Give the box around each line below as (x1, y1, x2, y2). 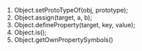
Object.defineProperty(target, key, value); (13, 21, 136, 29)
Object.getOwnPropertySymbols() (13, 36, 114, 44)
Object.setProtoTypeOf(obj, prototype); (13, 6, 129, 14)
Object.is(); (13, 28, 47, 36)
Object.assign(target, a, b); (13, 13, 93, 22)
